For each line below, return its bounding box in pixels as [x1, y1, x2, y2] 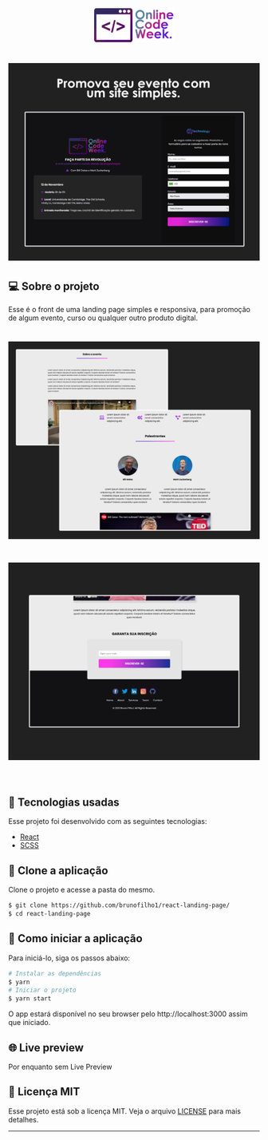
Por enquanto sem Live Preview [8, 1062, 112, 1071]
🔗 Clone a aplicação [8, 864, 108, 877]
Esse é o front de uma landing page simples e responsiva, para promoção [8, 304, 251, 314]
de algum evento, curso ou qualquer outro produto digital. [8, 313, 199, 323]
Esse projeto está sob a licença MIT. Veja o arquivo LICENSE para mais [8, 1106, 242, 1116]
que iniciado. [8, 1018, 51, 1027]
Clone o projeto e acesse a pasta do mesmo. [8, 885, 156, 895]
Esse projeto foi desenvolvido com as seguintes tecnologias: [8, 817, 207, 826]
